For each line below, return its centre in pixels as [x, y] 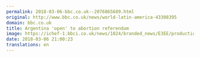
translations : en [28, 45]
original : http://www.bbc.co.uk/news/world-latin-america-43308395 [92, 17]
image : [14, 34]
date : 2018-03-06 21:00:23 [40, 39]
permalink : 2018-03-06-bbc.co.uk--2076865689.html [70, 12]
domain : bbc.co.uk [29, 23]
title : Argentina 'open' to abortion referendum [68, 28]
